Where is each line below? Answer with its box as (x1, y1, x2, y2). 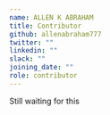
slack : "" (9, 54, 47, 63)
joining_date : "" (9, 63, 74, 72)
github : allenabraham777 (9, 29, 102, 38)
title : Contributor (9, 21, 82, 30)
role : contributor (9, 71, 78, 80)
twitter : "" (9, 37, 54, 47)
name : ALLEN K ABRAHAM (9, 12, 94, 22)
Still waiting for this (9, 95, 80, 106)
